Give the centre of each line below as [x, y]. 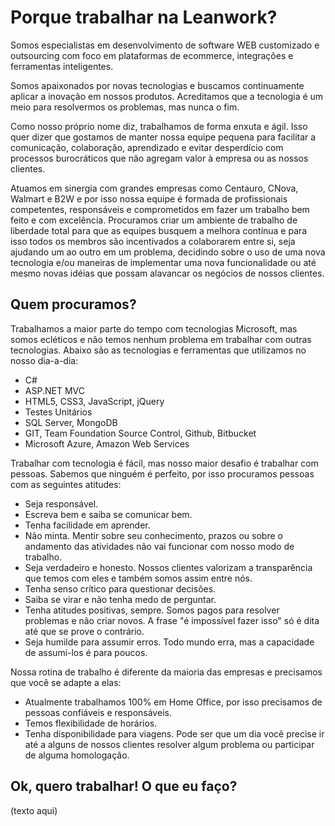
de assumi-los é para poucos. [86, 652]
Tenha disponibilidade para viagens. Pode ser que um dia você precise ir [174, 733]
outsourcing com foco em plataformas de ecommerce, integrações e [152, 55]
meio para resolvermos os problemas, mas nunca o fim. [125, 107]
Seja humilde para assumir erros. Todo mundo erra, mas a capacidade [169, 642]
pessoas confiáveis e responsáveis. [98, 712]
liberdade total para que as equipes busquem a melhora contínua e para [159, 230]
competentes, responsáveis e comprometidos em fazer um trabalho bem [160, 209]
